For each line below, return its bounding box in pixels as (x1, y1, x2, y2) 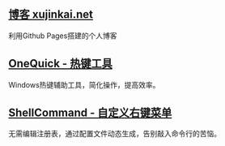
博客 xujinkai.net (8, 7, 94, 22)
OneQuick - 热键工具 (8, 57, 113, 71)
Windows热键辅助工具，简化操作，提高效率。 (8, 79, 160, 89)
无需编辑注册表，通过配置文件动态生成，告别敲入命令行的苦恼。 (8, 129, 221, 139)
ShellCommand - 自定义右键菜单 (8, 106, 172, 120)
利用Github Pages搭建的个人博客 (8, 31, 117, 41)
